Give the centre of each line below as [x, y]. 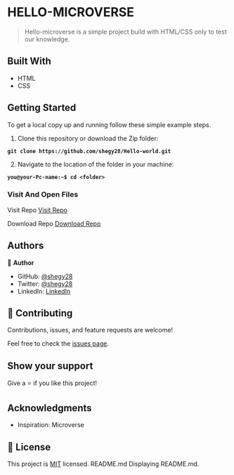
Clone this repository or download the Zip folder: [88, 138]
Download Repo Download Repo [54, 223]
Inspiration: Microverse [51, 425]
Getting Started [42, 108]
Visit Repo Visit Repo [38, 210]
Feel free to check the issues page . [58, 344]
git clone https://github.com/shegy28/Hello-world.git [89, 151]
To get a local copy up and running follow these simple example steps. [109, 124]
